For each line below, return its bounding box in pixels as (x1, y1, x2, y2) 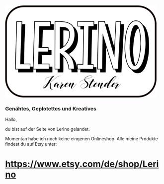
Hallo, (5, 116, 17, 122)
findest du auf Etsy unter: (5, 141, 57, 147)
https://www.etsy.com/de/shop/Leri (5, 159, 159, 170)
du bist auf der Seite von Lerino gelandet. (5, 126, 90, 132)
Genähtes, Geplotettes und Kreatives (5, 105, 97, 112)
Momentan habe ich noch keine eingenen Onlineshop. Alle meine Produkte (5, 136, 158, 142)
